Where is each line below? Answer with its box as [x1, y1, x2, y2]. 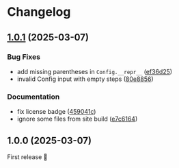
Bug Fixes [7, 52, 41, 62]
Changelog [7, 4, 71, 20]
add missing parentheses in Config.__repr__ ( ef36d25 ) [16, 67, 173, 75]
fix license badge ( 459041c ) [16, 108, 96, 116]
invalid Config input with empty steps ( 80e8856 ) [16, 75, 154, 83]
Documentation [7, 92, 60, 101]
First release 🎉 [7, 152, 48, 161]
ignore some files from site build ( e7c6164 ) [16, 115, 138, 123]
